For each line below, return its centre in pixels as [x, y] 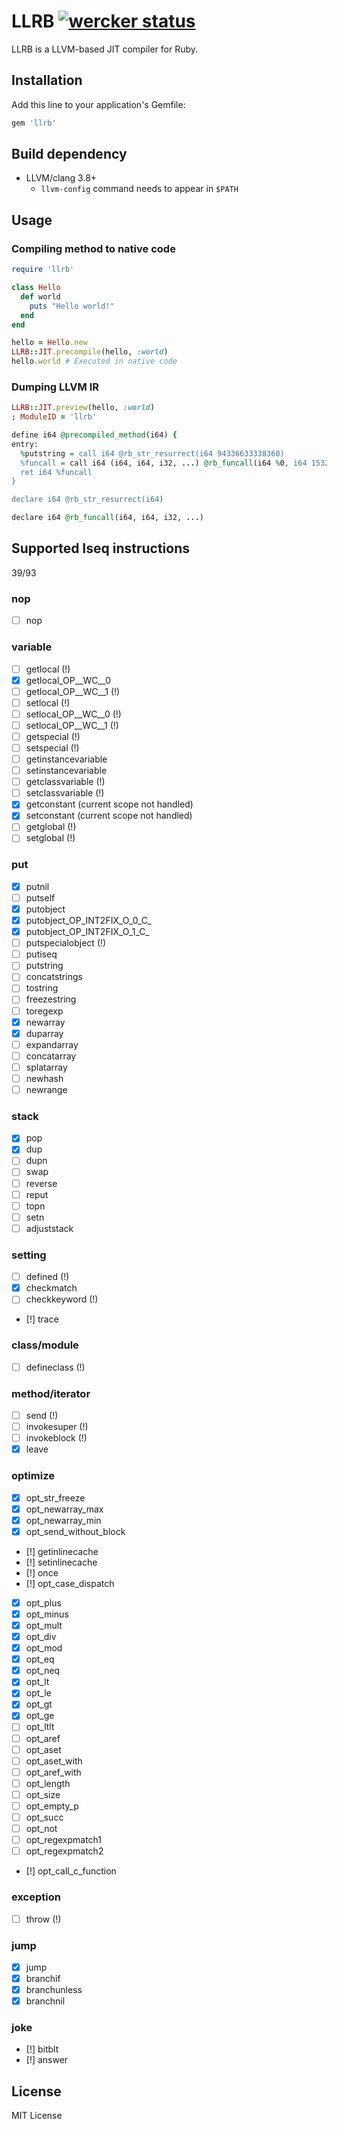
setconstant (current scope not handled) [109, 816]
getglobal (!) [51, 827]
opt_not [41, 1829]
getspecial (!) [53, 736]
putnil [37, 886]
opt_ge [40, 1716]
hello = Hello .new [49, 343]
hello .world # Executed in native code [94, 361]
